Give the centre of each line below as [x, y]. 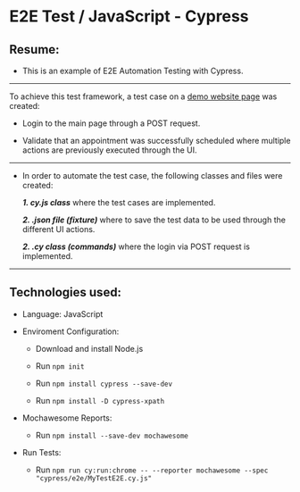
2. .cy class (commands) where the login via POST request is [136, 246]
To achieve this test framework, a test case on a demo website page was [143, 96]
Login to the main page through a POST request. [111, 123]
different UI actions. [58, 229]
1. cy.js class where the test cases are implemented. [119, 202]
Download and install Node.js [89, 348]
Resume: [34, 50]
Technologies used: [66, 292]
